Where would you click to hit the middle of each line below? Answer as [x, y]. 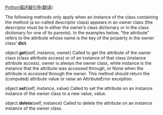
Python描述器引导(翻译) [29, 7]
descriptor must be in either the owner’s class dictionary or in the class [77, 28]
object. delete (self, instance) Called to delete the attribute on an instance [79, 103]
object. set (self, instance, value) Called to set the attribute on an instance [79, 88]
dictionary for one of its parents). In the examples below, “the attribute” [77, 33]
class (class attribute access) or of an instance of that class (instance [76, 58]
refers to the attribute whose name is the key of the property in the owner [80, 38]
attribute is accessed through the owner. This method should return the [78, 73]
